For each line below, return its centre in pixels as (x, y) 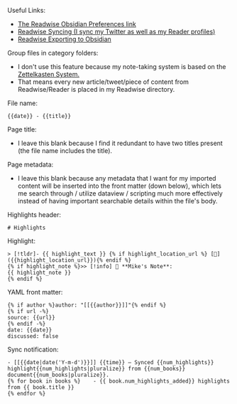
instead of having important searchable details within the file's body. (117, 201)
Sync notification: (33, 349)
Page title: (22, 129)
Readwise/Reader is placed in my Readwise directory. (96, 89)
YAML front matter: (35, 292)
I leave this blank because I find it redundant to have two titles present (120, 143)
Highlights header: (34, 215)
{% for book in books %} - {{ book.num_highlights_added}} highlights (119, 381)
